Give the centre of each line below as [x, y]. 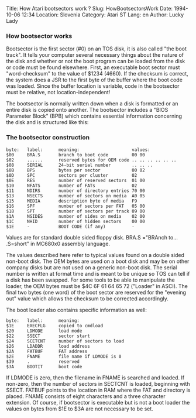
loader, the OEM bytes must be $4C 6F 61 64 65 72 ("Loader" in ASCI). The [97, 286]
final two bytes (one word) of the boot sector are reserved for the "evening [96, 292]
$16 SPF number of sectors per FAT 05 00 [75, 206]
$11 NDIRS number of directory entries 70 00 [75, 191]
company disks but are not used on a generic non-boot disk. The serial [92, 267]
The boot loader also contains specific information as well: [77, 310]
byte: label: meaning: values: [78, 150]
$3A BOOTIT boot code [44, 366]
